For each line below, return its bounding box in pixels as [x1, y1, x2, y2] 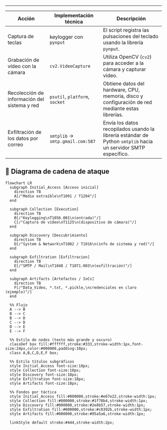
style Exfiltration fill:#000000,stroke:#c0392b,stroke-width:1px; [9, 407, 153, 412]
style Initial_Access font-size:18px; [9, 363, 90, 368]
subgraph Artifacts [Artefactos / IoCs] [9, 276, 94, 281]
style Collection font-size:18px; [9, 368, 81, 373]
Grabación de [7, 57, 40, 63]
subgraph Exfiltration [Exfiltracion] [9, 254, 90, 259]
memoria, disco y [103, 93, 143, 100]
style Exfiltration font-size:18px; [9, 376, 85, 381]
